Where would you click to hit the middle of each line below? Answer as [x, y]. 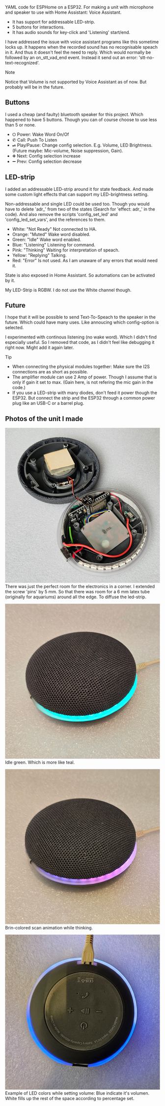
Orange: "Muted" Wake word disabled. [51, 234]
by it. [10, 280]
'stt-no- [147, 58]
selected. [14, 328]
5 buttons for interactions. [38, 27]
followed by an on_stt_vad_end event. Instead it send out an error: [71, 58]
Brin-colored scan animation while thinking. [49, 928]
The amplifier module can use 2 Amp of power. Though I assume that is [84, 377]
